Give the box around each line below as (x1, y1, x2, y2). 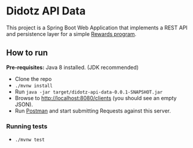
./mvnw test (14, 137, 45, 143)
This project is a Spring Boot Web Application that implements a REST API (6, 24, 188, 31)
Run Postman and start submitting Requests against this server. (14, 107, 171, 114)
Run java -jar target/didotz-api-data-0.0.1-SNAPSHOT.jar (14, 88, 163, 95)
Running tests (6, 122, 48, 130)
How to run (6, 48, 48, 58)
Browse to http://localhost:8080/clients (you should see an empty (14, 94, 177, 101)
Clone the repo (14, 75, 52, 82)
